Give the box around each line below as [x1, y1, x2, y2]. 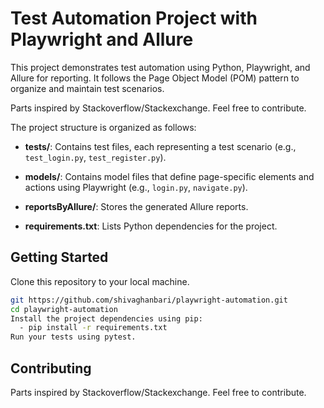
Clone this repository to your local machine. [10, 275, 190, 287]
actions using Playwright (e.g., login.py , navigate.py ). [24, 181, 248, 193]
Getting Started [10, 249, 109, 266]
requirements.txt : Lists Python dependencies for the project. [24, 220, 278, 232]
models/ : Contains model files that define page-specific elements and [24, 170, 315, 182]
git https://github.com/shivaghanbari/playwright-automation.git [10, 295, 288, 305]
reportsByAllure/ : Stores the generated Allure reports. [24, 200, 249, 212]
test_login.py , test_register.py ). [24, 151, 167, 163]
